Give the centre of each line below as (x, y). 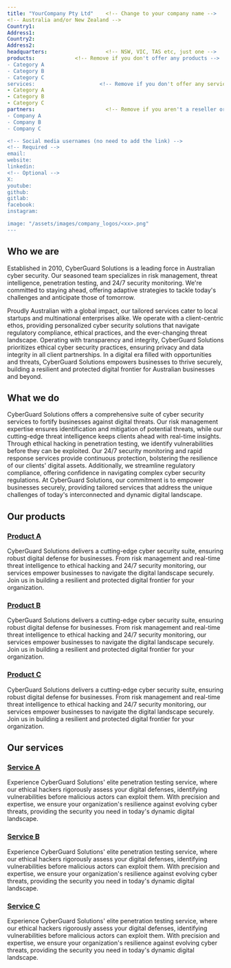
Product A (24, 536)
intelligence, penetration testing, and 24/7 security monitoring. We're (105, 283)
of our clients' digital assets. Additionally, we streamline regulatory (101, 465)
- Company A (24, 115)
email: (16, 154)
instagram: (23, 211)
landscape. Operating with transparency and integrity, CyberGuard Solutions (115, 340)
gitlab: (18, 199)
